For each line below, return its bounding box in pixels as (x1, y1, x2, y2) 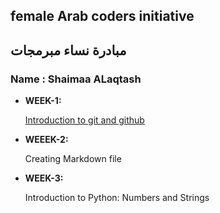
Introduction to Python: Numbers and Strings (24, 192, 210, 204)
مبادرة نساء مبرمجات (10, 42, 127, 59)
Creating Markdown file (24, 153, 122, 165)
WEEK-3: (24, 172, 64, 184)
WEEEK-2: (24, 134, 69, 146)
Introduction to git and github (24, 114, 145, 126)
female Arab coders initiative (10, 8, 195, 25)
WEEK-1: (24, 95, 62, 107)
